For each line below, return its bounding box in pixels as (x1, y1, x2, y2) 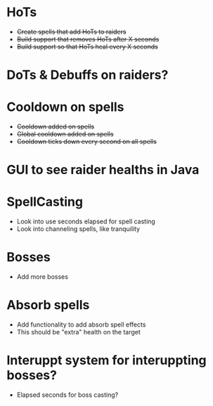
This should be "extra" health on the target (16, 328, 141, 336)
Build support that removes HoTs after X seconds (16, 34, 160, 43)
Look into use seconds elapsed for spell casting (16, 217, 155, 225)
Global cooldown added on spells (16, 130, 114, 138)
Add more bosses (16, 273, 68, 281)
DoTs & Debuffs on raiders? (6, 67, 169, 83)
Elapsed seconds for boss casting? (16, 391, 119, 399)
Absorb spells (6, 297, 90, 313)
